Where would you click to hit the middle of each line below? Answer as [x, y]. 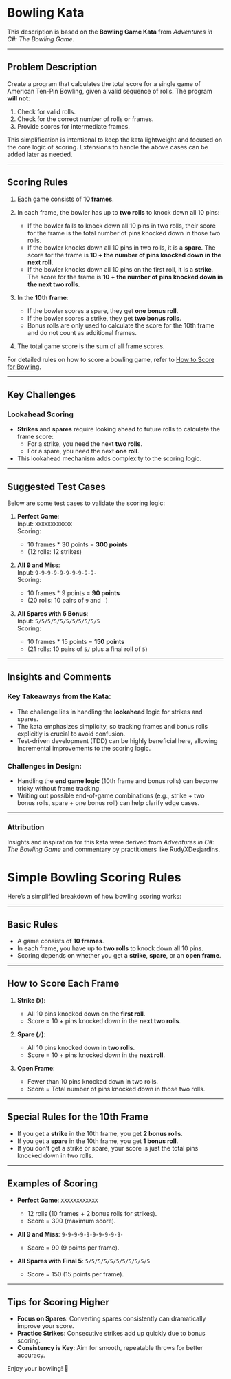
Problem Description [52, 67]
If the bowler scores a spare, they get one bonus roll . [103, 310]
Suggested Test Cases [56, 487]
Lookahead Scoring [41, 414]
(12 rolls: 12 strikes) [55, 552]
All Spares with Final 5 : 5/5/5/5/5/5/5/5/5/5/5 [84, 1261]
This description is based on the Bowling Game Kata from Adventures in [110, 32]
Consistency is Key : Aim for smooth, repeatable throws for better [110, 1348]
